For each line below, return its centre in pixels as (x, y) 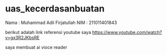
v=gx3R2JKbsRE (22, 37)
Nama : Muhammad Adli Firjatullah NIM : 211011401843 (61, 22)
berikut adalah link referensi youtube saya (48, 32)
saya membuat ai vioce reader (36, 47)
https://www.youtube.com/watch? (127, 32)
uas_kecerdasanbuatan (55, 9)
